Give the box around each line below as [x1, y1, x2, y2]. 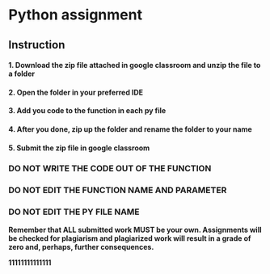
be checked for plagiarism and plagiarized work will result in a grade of [8, 233, 251, 243]
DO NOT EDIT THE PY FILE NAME [8, 206, 140, 217]
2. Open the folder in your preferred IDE [8, 87, 144, 97]
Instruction [8, 38, 65, 52]
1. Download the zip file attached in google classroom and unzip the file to [8, 61, 261, 70]
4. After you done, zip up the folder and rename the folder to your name [8, 124, 252, 134]
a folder [8, 69, 35, 78]
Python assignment [8, 6, 143, 24]
